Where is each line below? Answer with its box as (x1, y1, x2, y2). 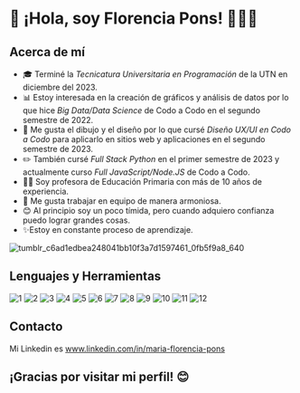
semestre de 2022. (22, 115, 94, 125)
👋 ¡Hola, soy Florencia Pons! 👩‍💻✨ (9, 8, 258, 29)
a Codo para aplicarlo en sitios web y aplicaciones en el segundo (22, 134, 266, 144)
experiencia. (22, 186, 70, 196)
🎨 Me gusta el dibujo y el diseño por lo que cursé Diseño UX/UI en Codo (22, 124, 292, 135)
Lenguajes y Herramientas (9, 269, 162, 284)
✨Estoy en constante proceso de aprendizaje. (22, 225, 193, 235)
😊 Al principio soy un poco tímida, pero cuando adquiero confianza (22, 206, 275, 216)
